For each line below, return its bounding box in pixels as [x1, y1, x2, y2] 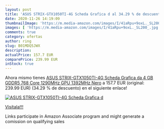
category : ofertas [5, 35, 42, 39]
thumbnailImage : [5, 20, 38, 26]
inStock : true [5, 61, 34, 66]
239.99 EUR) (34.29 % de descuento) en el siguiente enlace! [5, 85, 127, 91]
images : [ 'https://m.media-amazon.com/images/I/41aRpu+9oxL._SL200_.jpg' [5, 25, 161, 30]
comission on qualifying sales [5, 119, 65, 125]
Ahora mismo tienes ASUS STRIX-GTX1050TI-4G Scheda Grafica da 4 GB [5, 75, 153, 81]
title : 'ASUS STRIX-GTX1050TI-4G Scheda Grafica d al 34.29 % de [5, 12, 141, 17]
